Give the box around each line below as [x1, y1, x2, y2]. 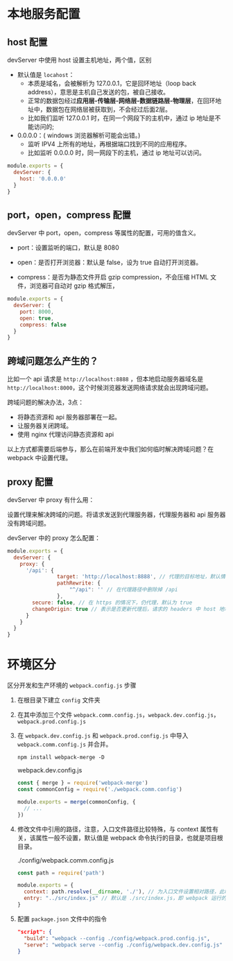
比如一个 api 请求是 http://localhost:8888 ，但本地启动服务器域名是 [7, 375, 203, 383]
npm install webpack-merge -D [17, 754, 105, 761]
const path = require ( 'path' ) [17, 869, 105, 876]
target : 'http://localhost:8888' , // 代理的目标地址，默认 [56, 573, 221, 580]
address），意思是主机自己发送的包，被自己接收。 [27, 88, 170, 96]
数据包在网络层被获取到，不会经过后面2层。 [46, 105, 172, 113]
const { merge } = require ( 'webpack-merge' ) [17, 779, 148, 787]
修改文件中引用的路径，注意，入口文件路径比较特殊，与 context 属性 [17, 824, 213, 833]
